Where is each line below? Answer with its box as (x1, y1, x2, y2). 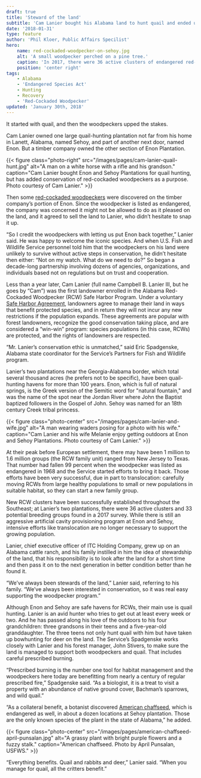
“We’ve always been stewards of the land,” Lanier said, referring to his (6, 579, 179, 586)
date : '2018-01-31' (6, 25, 55, 32)
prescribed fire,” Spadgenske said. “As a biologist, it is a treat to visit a (6, 679, 179, 686)
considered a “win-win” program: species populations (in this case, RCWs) (6, 325, 190, 332)
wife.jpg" (6, 424, 29, 431)
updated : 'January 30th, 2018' (6, 103, 84, 110)
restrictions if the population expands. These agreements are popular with (6, 312, 189, 320)
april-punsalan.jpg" (6, 734, 54, 741)
